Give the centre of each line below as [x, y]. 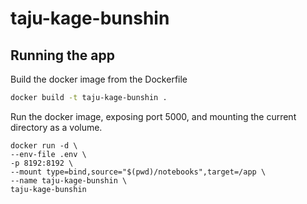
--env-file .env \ [48, 154]
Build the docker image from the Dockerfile [99, 79]
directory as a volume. [56, 127]
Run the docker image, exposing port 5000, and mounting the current [153, 116]
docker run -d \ [44, 145]
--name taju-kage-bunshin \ [69, 180]
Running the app [62, 55]
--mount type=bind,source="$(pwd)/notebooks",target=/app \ [138, 172]
